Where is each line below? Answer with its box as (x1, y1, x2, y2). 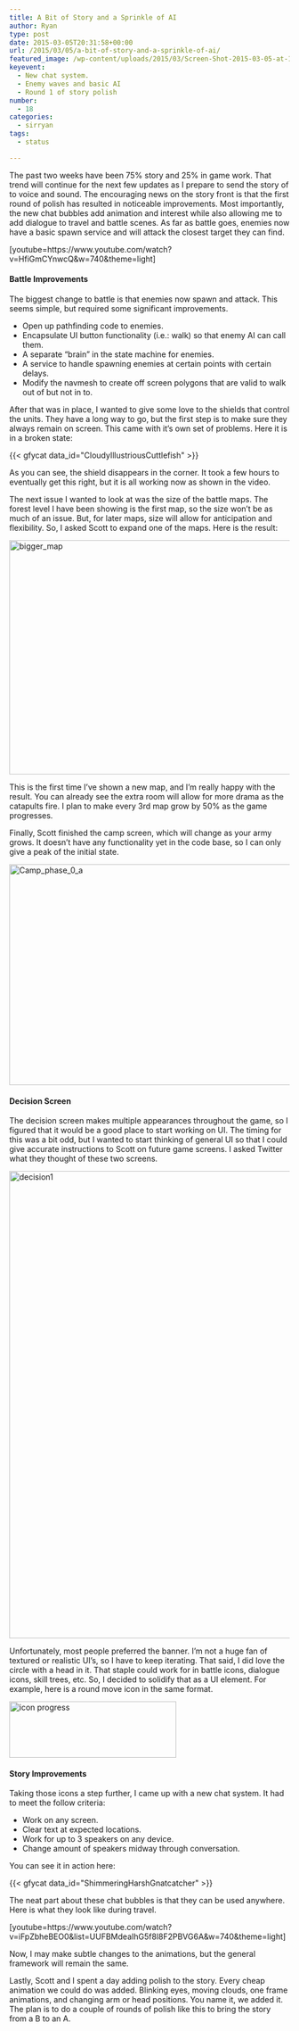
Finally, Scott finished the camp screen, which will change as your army (9, 827, 272, 838)
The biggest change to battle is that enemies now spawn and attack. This (9, 294, 279, 304)
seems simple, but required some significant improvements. (9, 303, 229, 313)
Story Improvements (9, 1768, 87, 1778)
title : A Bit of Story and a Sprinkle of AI (9, 12, 177, 22)
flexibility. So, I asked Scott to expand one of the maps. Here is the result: (9, 522, 279, 533)
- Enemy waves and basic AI (17, 79, 122, 88)
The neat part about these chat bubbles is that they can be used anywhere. (9, 1895, 286, 1906)
